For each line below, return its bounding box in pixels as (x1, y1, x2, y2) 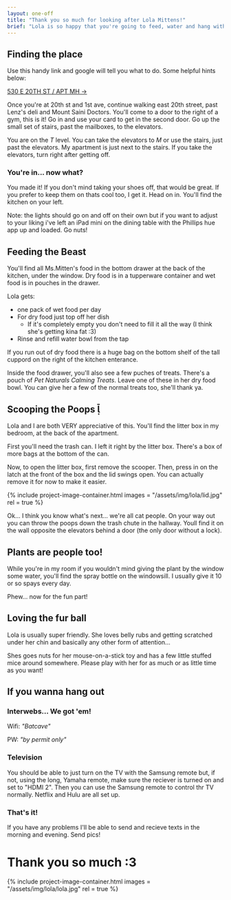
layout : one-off (7, 10, 54, 17)
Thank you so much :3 (7, 855, 137, 870)
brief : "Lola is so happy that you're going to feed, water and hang (7, 23, 211, 30)
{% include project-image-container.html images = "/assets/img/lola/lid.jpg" (7, 491, 223, 499)
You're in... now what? (7, 168, 84, 178)
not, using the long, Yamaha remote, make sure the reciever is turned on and (7, 775, 224, 784)
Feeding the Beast (7, 246, 87, 258)
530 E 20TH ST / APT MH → (7, 87, 87, 96)
